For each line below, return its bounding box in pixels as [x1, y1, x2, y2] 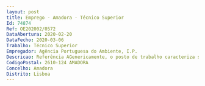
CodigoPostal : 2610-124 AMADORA [6, 59, 88, 65]
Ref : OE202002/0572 [6, 25, 56, 32]
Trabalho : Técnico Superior [6, 43, 78, 49]
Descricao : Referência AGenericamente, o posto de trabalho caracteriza [6, 54, 195, 60]
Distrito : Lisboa [6, 71, 51, 77]
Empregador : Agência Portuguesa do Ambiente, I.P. [6, 48, 138, 55]
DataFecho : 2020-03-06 [6, 37, 64, 43]
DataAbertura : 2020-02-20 [6, 31, 72, 38]
